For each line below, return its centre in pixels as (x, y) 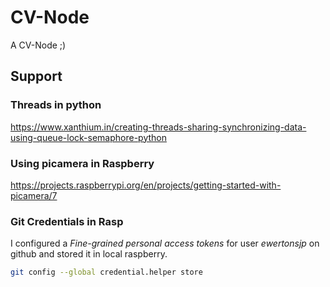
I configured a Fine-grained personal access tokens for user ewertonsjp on (165, 243)
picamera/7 (34, 195)
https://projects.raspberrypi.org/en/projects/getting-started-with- (146, 185)
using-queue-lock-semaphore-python (88, 137)
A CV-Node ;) (38, 45)
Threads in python (56, 105)
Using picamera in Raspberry (82, 163)
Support (36, 76)
